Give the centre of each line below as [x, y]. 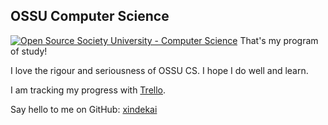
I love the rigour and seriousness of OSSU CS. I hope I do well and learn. [159, 70]
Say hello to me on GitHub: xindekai [84, 109]
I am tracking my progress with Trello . [88, 90]
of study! [29, 51]
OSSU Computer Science [90, 16]
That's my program [279, 40]
